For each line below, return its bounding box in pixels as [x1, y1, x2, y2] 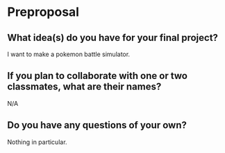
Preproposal [7, 4, 80, 20]
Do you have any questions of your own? [7, 119, 187, 132]
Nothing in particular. [7, 138, 67, 146]
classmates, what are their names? [7, 81, 162, 93]
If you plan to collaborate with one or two [7, 70, 187, 82]
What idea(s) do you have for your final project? [7, 32, 219, 44]
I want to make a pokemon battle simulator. [7, 50, 131, 58]
